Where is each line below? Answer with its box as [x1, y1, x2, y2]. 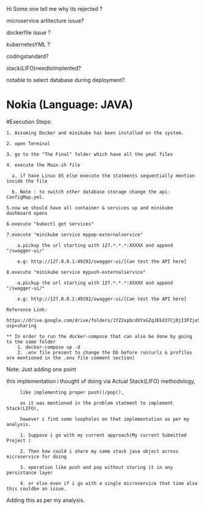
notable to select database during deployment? [6, 77, 125, 83]
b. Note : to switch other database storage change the [12, 189, 157, 195]
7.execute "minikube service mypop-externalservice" [6, 231, 143, 238]
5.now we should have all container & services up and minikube [6, 204, 173, 211]
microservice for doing [6, 453, 67, 460]
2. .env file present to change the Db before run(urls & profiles [17, 349, 192, 356]
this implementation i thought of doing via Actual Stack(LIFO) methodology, [6, 377, 196, 384]
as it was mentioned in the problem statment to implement [20, 400, 173, 406]
